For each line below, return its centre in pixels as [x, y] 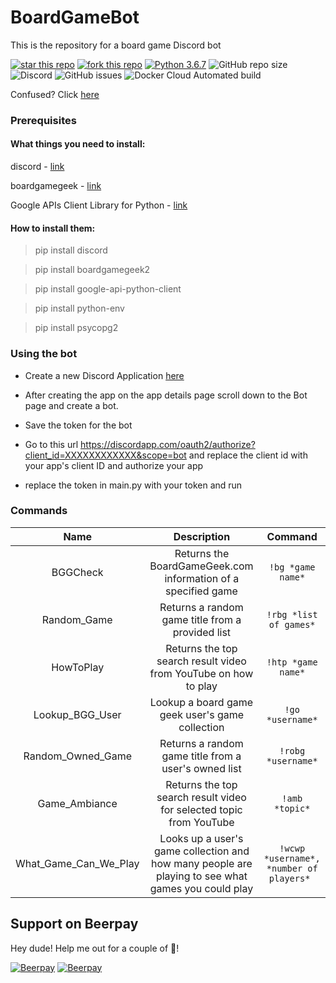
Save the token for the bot [78, 425]
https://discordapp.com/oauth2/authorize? [168, 444]
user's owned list [201, 768]
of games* [292, 624]
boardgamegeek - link [56, 186]
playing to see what [201, 876]
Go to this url [51, 444]
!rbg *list [292, 614]
